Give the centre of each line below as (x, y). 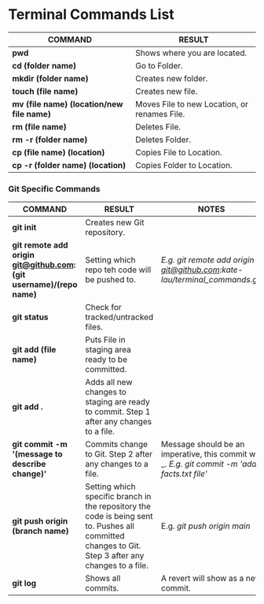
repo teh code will (118, 270)
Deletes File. (158, 126)
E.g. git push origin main (205, 526)
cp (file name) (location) (59, 152)
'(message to (37, 454)
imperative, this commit (204, 454)
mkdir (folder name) (50, 78)
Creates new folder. (172, 78)
